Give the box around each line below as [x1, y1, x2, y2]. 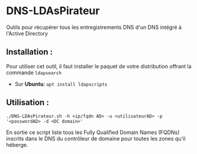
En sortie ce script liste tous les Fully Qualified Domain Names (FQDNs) [6, 129, 180, 136]
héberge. [6, 141, 28, 148]
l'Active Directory [6, 30, 49, 37]
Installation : [6, 47, 53, 57]
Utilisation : [6, 97, 49, 107]
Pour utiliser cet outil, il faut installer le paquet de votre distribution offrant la [6, 63, 192, 70]
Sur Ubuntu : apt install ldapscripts [14, 80, 108, 87]
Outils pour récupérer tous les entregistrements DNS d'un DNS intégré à [6, 24, 182, 31]
